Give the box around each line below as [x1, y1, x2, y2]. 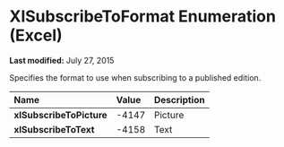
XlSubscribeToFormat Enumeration [9, 6, 276, 27]
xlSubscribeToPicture [13, 108, 108, 121]
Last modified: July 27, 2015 [9, 55, 115, 65]
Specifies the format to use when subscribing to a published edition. [9, 72, 262, 82]
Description [153, 93, 205, 106]
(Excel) [9, 25, 63, 46]
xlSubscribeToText [13, 123, 95, 135]
